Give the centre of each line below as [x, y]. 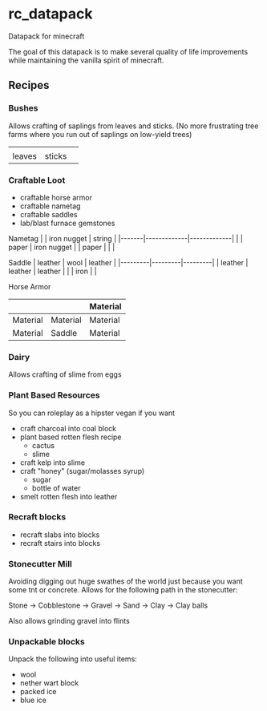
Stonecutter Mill [40, 564]
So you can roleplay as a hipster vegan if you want [91, 413]
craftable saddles [49, 214]
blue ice [33, 700]
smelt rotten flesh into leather [69, 496]
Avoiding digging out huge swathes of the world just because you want [125, 581]
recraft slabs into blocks [60, 535]
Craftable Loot [37, 180]
